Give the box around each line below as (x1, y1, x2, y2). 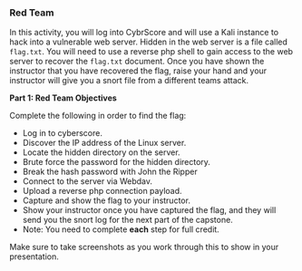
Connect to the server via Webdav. (22, 176, 152, 187)
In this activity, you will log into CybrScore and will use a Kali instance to (9, 27, 279, 38)
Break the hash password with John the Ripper (22, 166, 198, 178)
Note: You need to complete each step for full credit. (22, 224, 219, 235)
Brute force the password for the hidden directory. (22, 157, 211, 168)
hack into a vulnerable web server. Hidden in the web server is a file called (9, 36, 288, 47)
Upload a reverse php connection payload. (22, 186, 183, 197)
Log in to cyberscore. (22, 128, 102, 139)
